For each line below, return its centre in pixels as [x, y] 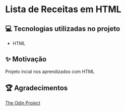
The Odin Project [23, 103]
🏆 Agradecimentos [37, 88]
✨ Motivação [26, 59]
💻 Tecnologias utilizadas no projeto [63, 29]
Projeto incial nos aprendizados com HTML [50, 71]
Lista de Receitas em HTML [64, 9]
